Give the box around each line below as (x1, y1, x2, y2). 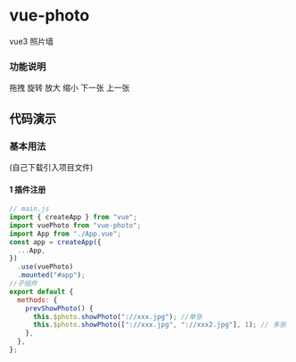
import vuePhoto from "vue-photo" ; (9, 220, 142, 230)
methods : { (17, 295, 58, 304)
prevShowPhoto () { (25, 304, 94, 313)
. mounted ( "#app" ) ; (17, 271, 86, 280)
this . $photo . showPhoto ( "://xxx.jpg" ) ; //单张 (32, 312, 203, 321)
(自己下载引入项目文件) (9, 161, 94, 172)
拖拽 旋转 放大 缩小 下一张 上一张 (9, 82, 130, 94)
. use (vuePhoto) (17, 262, 74, 272)
